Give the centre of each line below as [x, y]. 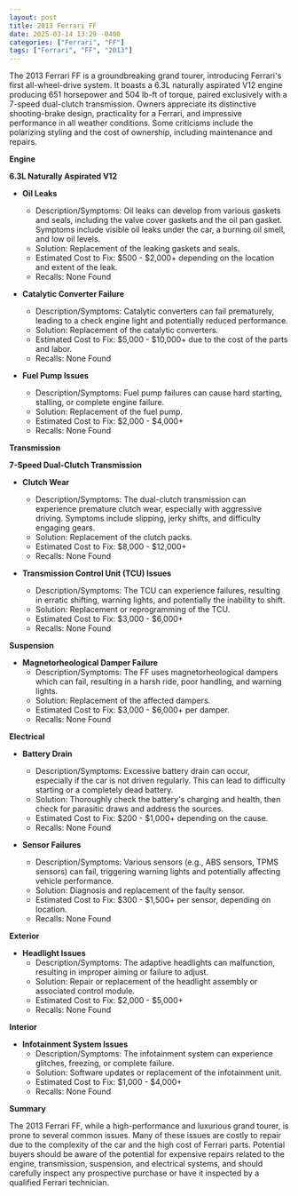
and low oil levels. [68, 239]
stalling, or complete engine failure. [100, 403]
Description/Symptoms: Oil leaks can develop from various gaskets [158, 211]
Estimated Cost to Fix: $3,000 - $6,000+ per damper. [133, 710]
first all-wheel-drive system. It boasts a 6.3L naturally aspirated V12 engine [146, 85]
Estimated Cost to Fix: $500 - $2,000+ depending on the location [155, 258]
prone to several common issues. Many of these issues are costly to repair [145, 1136]
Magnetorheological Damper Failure [90, 663]
